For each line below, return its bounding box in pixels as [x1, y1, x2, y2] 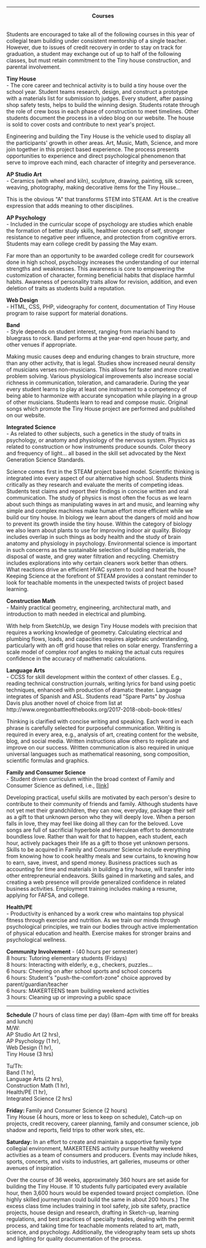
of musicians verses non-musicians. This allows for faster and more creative [6, 366, 199, 373]
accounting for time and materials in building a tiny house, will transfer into [6, 866, 195, 872]
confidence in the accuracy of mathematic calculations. [6, 655, 147, 662]
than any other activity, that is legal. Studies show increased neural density [6, 360, 196, 366]
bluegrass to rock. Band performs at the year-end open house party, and [6, 335, 190, 341]
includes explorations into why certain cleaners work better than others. [6, 559, 188, 567]
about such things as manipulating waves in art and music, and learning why [6, 501, 199, 508]
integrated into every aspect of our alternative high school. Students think [6, 475, 193, 482]
